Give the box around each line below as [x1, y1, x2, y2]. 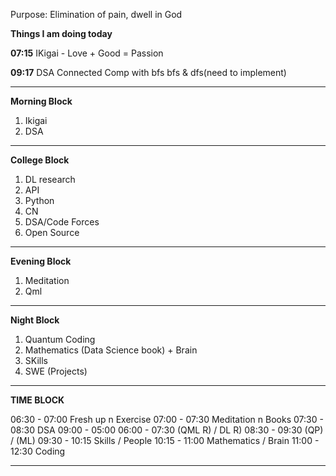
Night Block [10, 314, 60, 326]
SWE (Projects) [24, 365, 88, 377]
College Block [10, 154, 70, 166]
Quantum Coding [24, 334, 96, 345]
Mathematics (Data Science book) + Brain [24, 344, 198, 356]
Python [24, 195, 55, 206]
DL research [24, 174, 76, 185]
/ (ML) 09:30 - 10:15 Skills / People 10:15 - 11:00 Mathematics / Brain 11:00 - [10, 435, 320, 446]
